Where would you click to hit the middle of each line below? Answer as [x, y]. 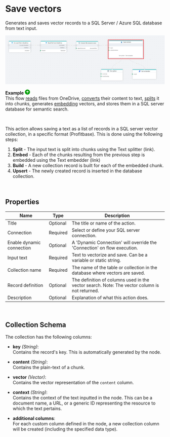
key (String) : [26, 347]
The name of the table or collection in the [115, 267]
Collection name [24, 270]
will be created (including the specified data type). [65, 429]
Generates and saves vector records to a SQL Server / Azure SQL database [84, 23]
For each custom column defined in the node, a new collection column [86, 424]
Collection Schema [36, 325]
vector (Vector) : [29, 377]
